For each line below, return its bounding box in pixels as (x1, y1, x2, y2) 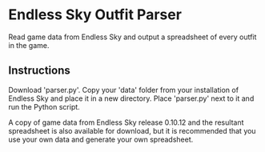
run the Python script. (8, 102, 80, 111)
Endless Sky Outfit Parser (8, 6, 183, 24)
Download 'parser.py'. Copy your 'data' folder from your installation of (8, 85, 239, 94)
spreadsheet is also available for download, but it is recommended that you (8, 126, 256, 135)
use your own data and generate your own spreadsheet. (8, 134, 194, 144)
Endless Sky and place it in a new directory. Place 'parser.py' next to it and (8, 94, 255, 103)
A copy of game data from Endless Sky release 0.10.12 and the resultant (8, 118, 244, 127)
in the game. (8, 40, 50, 50)
